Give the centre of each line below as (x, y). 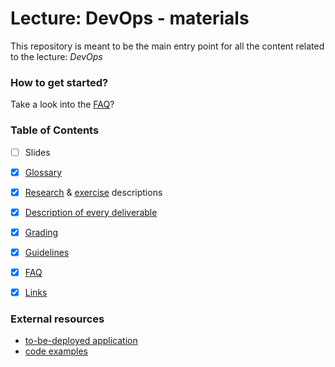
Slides (37, 152)
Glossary (43, 172)
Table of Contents (55, 130)
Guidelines (47, 252)
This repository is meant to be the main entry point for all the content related (167, 46)
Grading (41, 232)
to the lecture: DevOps (56, 56)
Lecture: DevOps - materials (130, 18)
